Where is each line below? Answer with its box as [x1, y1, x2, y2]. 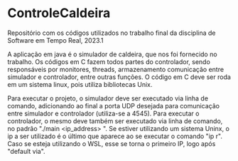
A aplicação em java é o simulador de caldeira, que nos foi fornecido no [7, 50, 218, 58]
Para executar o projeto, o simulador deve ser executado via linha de [7, 94, 208, 103]
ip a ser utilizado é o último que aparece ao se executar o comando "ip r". [7, 132, 222, 140]
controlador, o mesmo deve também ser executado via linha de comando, [7, 116, 223, 125]
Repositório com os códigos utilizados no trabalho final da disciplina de [7, 28, 216, 37]
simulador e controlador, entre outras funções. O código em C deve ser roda [7, 73, 231, 81]
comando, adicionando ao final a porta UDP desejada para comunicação [7, 101, 220, 110]
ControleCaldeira [7, 5, 111, 21]
